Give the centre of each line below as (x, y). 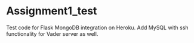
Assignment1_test (52, 11)
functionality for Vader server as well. (52, 33)
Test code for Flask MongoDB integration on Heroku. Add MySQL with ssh (98, 27)
